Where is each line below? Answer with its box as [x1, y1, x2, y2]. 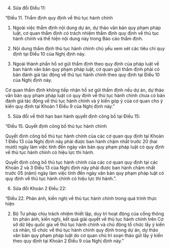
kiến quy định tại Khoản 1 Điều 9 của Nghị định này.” [5, 103, 115, 109]
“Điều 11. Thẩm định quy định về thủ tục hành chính [5, 15, 113, 20]
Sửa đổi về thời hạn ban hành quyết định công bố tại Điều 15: [12, 113, 140, 119]
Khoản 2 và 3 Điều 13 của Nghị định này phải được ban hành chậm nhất [5, 165, 155, 171]
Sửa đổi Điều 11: [12, 5, 46, 11]
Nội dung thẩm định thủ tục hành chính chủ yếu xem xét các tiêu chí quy [12, 46, 165, 51]
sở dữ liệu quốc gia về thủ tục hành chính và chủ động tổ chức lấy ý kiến [12, 221, 165, 228]
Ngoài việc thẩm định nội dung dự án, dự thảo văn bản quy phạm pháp [12, 25, 161, 31]
